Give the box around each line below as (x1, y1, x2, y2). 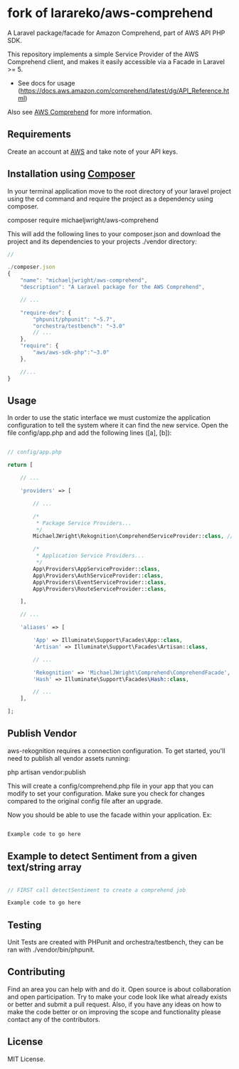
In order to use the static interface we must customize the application (7, 414, 211, 422)
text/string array (7, 861, 82, 873)
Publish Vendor (7, 727, 77, 739)
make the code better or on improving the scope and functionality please (7, 1007, 221, 1016)
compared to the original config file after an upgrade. (7, 796, 163, 805)
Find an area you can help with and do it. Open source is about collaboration (7, 984, 231, 994)
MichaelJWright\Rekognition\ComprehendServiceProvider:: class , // (33, 532, 234, 540)
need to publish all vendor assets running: (7, 754, 130, 762)
